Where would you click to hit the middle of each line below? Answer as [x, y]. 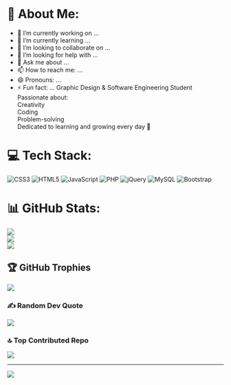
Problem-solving [41, 119]
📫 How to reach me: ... [50, 70]
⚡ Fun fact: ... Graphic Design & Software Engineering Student [104, 87]
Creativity [31, 104]
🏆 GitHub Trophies [49, 268]
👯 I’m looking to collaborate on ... [64, 47]
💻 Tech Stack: [49, 155]
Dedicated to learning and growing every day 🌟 [84, 126]
